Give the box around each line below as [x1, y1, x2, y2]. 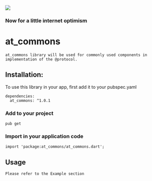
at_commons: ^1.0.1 [10, 98, 51, 103]
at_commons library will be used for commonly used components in [5, 52, 147, 57]
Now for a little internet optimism [5, 17, 87, 24]
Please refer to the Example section [5, 171, 85, 176]
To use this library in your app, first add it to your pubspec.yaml [5, 84, 137, 90]
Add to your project [5, 109, 54, 116]
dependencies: [5, 93, 35, 99]
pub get [5, 121, 22, 126]
